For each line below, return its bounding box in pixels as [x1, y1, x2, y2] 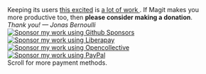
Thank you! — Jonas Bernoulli [7, 21, 96, 29]
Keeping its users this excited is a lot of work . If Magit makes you [7, 6, 199, 14]
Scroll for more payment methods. [7, 58, 108, 67]
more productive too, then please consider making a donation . [7, 13, 193, 21]
